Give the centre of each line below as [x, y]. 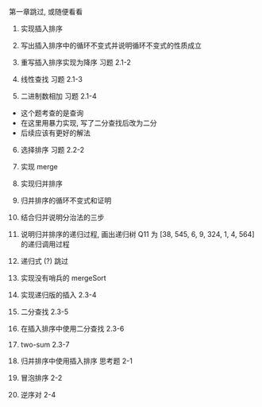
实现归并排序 [41, 184]
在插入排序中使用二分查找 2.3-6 [72, 329]
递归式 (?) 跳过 [44, 261]
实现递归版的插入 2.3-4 [59, 295]
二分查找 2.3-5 [44, 312]
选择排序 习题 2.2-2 [52, 150]
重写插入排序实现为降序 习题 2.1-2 [76, 62]
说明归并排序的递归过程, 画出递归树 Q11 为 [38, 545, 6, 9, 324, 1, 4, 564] [137, 234]
